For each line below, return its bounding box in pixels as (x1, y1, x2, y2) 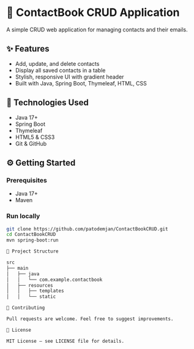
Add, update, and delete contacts (15, 60, 100, 67)
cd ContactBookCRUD (6, 232, 56, 238)
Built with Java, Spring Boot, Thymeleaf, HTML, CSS (15, 79, 147, 87)
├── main (6, 265, 29, 271)
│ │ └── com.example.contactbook (6, 276, 103, 283)
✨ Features (6, 44, 50, 54)
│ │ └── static (6, 294, 56, 300)
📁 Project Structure (6, 248, 59, 254)
